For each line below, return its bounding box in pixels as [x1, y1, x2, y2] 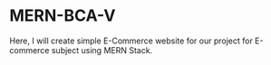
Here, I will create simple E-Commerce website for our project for [9, 35, 254, 46]
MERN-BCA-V [9, 5, 116, 26]
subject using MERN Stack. [51, 44, 153, 55]
